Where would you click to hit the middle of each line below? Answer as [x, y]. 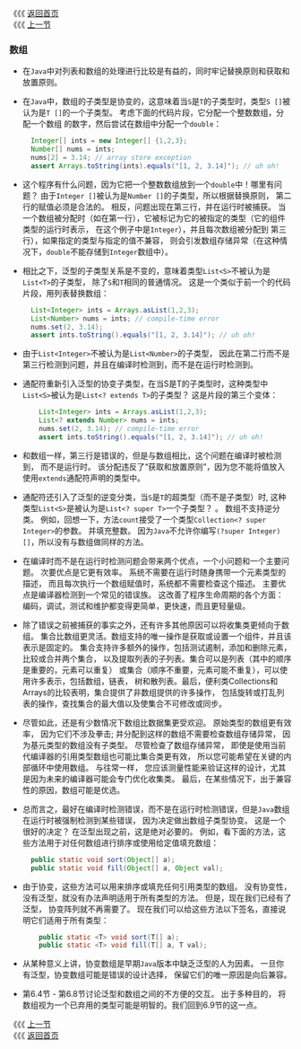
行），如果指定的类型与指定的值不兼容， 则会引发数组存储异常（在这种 [151, 240]
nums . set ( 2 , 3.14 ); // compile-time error [119, 429]
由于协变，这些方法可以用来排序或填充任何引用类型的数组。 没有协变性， [157, 886]
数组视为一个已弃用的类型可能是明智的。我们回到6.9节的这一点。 [142, 1005]
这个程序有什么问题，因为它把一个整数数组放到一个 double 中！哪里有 [148, 184]
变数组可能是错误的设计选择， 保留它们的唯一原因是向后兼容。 [176, 975]
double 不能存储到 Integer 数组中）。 [109, 251]
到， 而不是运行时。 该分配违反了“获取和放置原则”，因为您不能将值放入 [154, 466]
